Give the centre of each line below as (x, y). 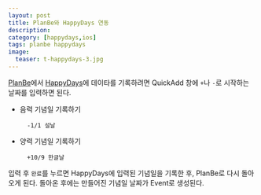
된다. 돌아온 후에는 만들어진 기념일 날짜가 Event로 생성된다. (113, 182)
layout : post (29, 15)
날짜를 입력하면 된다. (40, 92)
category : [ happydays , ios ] (52, 37)
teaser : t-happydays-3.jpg (59, 60)
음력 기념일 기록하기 (50, 109)
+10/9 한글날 (46, 157)
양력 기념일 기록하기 (50, 141)
